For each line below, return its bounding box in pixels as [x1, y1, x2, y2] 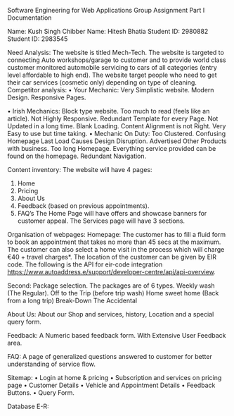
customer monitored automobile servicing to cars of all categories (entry [7, 63, 218, 71]
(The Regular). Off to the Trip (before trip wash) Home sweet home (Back [7, 289, 219, 297]
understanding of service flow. [7, 360, 96, 368]
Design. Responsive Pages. [7, 93, 86, 102]
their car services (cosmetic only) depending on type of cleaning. [7, 78, 197, 87]
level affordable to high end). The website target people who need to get [7, 71, 217, 79]
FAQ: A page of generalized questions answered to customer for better [7, 353, 212, 360]
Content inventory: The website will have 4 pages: [7, 166, 152, 173]
